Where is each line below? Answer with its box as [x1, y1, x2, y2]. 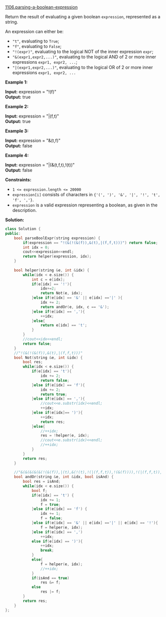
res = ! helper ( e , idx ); [40, 433, 90, 438]
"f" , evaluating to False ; [12, 43, 62, 49]
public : [5, 231, 21, 236]
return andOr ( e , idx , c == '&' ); [40, 304, 110, 309]
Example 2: [5, 104, 29, 109]
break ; [40, 548, 54, 553]
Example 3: [5, 128, 29, 134]
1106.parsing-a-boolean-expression [5, 4, 78, 10]
